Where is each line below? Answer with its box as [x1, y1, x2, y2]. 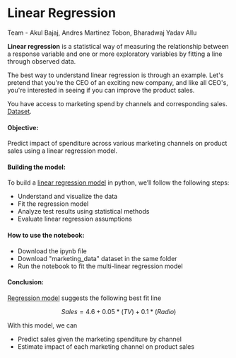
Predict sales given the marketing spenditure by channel [17, 335, 182, 343]
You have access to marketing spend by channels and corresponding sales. [7, 99, 228, 108]
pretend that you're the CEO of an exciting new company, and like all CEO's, [7, 78, 228, 86]
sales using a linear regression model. [7, 146, 118, 155]
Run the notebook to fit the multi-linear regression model [17, 262, 183, 270]
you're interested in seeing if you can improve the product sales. [7, 86, 195, 94]
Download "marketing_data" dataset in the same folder [17, 254, 178, 262]
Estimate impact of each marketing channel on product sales [17, 342, 195, 351]
